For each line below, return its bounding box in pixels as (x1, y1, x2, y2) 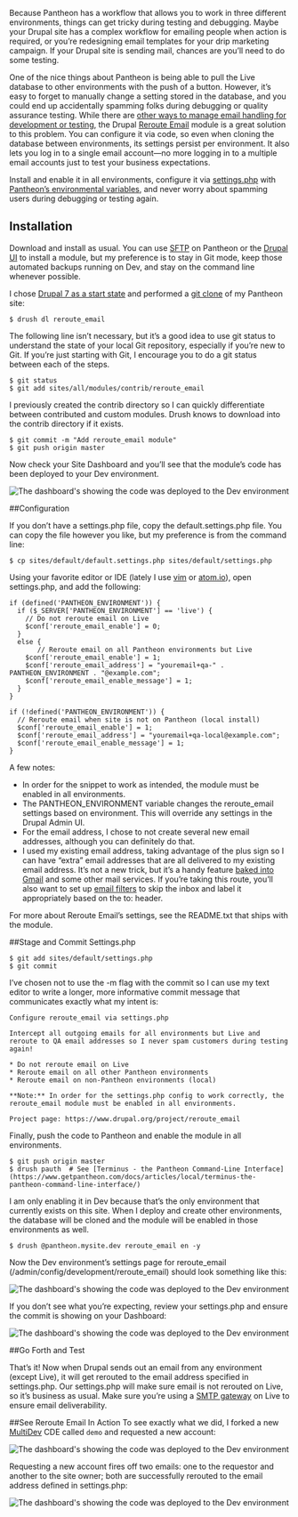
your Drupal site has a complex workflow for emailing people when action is (9, 27, 287, 36)
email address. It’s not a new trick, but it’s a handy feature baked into (21, 864, 274, 875)
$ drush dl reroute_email (9, 315, 105, 324)
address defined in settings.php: (9, 1480, 128, 1490)
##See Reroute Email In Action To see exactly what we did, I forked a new (9, 1416, 279, 1427)
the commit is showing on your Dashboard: (9, 1310, 167, 1320)
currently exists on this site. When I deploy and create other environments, (9, 1205, 283, 1215)
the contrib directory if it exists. (9, 418, 125, 429)
